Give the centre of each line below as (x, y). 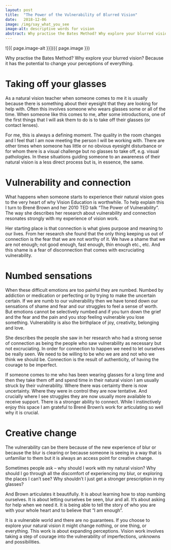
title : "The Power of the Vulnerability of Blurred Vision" (72, 15)
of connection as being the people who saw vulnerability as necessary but (83, 343)
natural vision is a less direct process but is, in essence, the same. (75, 162)
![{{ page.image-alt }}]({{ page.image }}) (48, 48)
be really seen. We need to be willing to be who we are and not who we (80, 354)
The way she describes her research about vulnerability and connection (81, 213)
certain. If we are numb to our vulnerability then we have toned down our (82, 300)
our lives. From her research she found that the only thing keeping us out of (84, 233)
